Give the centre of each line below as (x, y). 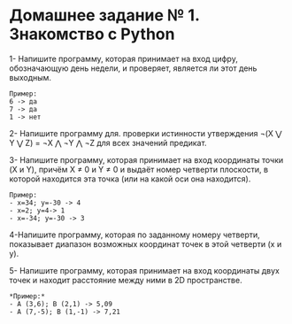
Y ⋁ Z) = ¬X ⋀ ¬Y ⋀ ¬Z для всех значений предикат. (108, 143)
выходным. (30, 77)
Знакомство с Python (92, 34)
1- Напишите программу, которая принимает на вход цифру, (124, 58)
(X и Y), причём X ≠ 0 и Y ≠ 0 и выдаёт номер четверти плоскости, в (138, 169)
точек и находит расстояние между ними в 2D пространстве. (126, 280)
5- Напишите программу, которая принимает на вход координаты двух (145, 270)
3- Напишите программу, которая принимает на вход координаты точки (146, 159)
